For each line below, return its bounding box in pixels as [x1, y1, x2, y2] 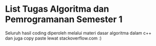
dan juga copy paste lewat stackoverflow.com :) [5, 35, 102, 41]
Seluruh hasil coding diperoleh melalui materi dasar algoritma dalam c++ [5, 30, 152, 36]
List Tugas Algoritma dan [5, 3, 109, 15]
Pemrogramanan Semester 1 [5, 14, 123, 25]
